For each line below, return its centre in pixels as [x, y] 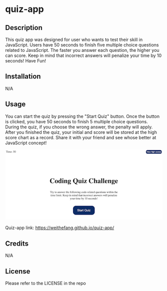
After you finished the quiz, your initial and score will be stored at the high [81, 132]
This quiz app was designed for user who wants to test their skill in [74, 39]
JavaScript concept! [26, 143]
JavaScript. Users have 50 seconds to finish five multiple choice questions [82, 45]
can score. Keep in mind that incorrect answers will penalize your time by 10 [83, 55]
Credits [17, 243]
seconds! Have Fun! [26, 61]
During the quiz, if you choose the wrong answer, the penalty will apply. [79, 127]
